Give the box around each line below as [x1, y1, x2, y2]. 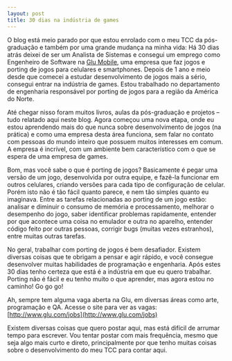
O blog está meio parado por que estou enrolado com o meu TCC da [7, 35, 203, 44]
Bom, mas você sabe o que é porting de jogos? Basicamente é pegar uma [7, 166, 218, 174]
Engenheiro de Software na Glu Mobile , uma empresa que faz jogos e [7, 58, 206, 66]
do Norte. [7, 94, 35, 103]
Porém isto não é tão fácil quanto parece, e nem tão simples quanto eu [7, 188, 209, 196]
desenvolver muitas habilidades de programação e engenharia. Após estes [7, 260, 221, 268]
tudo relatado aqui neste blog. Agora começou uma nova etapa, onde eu [7, 115, 215, 123]
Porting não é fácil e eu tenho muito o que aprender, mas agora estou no [7, 274, 215, 283]
